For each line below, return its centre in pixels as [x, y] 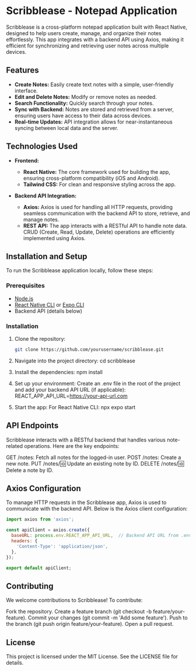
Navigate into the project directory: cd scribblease [75, 361]
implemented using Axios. [54, 238]
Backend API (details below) [48, 311]
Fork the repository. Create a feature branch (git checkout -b [79, 612]
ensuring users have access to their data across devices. [83, 115]
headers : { [24, 541]
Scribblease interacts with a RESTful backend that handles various [86, 440]
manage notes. [41, 219]
